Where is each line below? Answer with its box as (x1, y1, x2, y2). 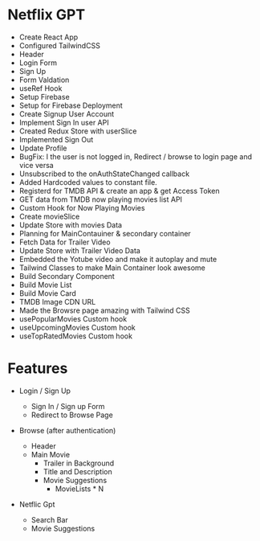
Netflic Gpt (18, 499, 55, 509)
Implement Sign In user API (18, 117, 109, 127)
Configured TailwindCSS (18, 40, 101, 50)
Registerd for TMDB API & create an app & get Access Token (18, 186, 220, 195)
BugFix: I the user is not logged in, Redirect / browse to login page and (18, 151, 252, 162)
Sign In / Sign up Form (30, 401, 105, 411)
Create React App (18, 32, 79, 42)
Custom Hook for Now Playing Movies (18, 203, 145, 212)
